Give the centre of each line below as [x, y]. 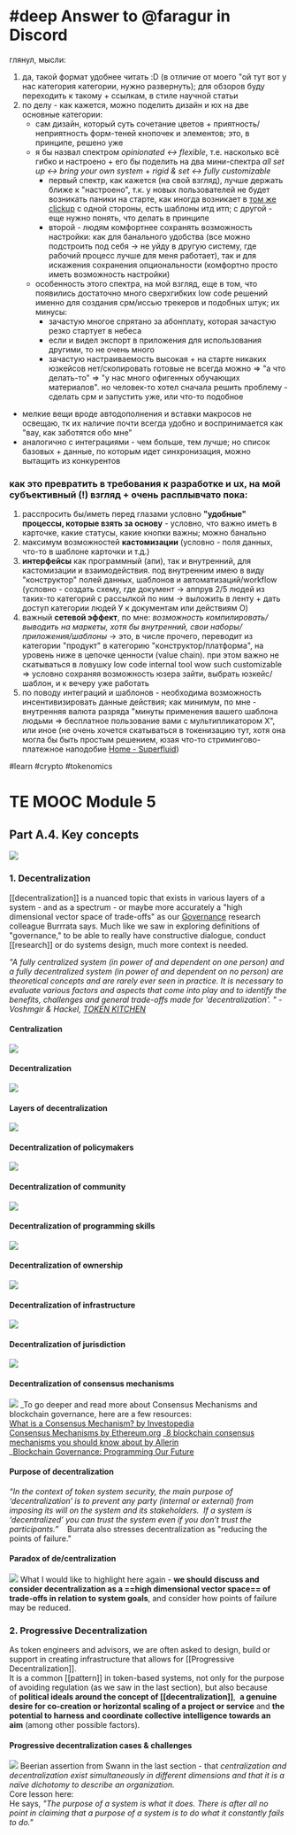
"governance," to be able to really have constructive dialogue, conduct [138, 935]
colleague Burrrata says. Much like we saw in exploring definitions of [135, 926]
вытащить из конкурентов [71, 460]
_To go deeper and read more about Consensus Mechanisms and [139, 1404]
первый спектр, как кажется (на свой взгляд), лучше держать [166, 180]
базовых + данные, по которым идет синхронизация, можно [137, 451]
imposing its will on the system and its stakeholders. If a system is [131, 1510]
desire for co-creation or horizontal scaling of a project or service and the [147, 1707]
